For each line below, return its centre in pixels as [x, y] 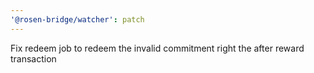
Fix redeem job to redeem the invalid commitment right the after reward [157, 48]
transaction [33, 58]
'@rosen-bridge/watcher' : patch [77, 19]
